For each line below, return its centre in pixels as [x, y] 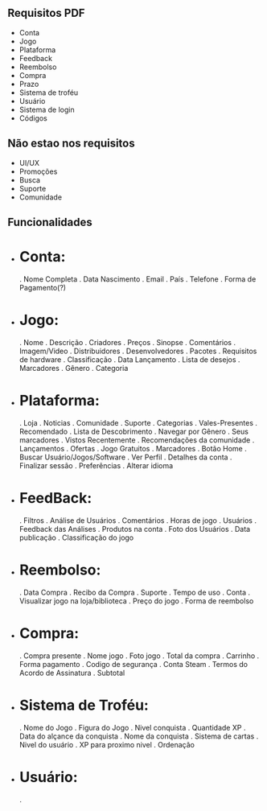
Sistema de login [47, 109]
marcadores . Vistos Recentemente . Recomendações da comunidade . [137, 440]
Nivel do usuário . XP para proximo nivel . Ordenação [107, 744]
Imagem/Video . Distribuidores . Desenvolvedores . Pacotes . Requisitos [138, 351]
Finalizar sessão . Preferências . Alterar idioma [96, 465]
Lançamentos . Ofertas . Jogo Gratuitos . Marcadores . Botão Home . [133, 448]
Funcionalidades [50, 222]
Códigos [33, 118]
